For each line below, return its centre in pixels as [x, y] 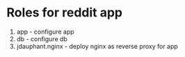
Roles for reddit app [65, 13]
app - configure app [45, 32]
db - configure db [42, 38]
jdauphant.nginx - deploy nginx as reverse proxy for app [97, 46]
